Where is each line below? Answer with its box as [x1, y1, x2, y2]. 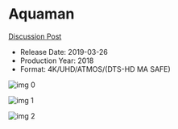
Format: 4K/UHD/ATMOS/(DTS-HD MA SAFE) [19, 64, 171, 73]
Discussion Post [8, 31, 62, 41]
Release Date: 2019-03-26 [19, 47, 109, 56]
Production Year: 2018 [19, 56, 94, 65]
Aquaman [8, 5, 75, 23]
